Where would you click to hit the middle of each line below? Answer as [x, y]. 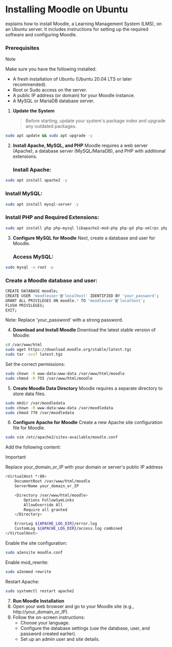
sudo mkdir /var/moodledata [35, 403]
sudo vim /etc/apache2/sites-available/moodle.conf [61, 437]
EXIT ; [11, 310]
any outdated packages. [51, 126]
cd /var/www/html [24, 345]
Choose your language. [45, 622]
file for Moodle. [29, 428]
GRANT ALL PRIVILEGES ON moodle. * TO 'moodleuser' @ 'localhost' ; [75, 301]
